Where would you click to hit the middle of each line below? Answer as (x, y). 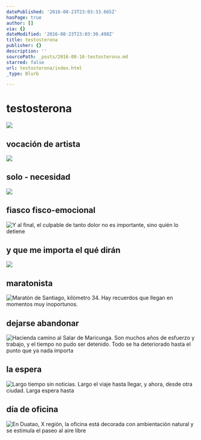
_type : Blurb (23, 74)
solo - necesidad (38, 177)
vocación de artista (43, 144)
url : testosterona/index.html (44, 68)
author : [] (20, 23)
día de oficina (32, 410)
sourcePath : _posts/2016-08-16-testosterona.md (67, 57)
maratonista (30, 283)
